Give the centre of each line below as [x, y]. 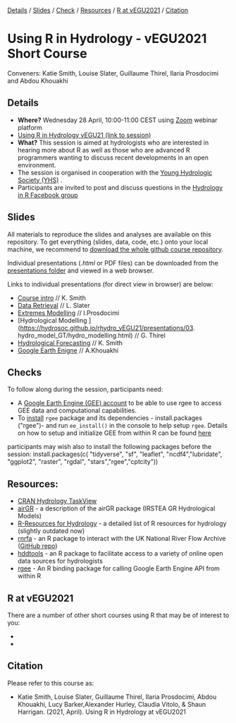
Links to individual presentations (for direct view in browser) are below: [110, 284]
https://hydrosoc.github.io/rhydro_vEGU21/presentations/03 [107, 328]
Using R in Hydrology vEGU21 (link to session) [84, 135]
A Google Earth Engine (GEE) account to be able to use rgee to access [119, 403]
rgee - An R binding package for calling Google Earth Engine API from [119, 568]
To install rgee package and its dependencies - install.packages [110, 418]
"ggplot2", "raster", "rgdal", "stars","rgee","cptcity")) [83, 462]
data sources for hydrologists [60, 561]
